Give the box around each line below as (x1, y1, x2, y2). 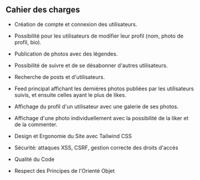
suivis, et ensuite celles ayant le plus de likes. (14, 91, 127, 98)
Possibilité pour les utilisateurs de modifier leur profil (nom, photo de (14, 32, 184, 39)
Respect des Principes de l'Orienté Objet (14, 167, 115, 174)
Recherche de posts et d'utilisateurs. (14, 73, 105, 80)
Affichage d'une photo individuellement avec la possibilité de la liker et (14, 114, 189, 121)
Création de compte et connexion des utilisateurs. (14, 20, 138, 28)
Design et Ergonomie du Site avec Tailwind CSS (14, 132, 132, 139)
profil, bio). (14, 38, 42, 45)
